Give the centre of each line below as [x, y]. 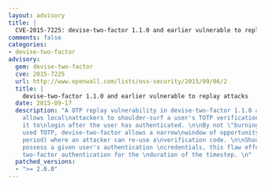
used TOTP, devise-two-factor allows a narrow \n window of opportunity [141, 132]
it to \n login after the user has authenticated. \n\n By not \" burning [141, 125]
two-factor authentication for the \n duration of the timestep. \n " [137, 154]
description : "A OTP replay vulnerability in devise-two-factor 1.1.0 [134, 111]
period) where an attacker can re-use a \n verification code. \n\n [134, 140]
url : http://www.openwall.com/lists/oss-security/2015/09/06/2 [121, 81]
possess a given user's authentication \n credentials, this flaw [132, 147]
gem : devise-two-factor [54, 67]
